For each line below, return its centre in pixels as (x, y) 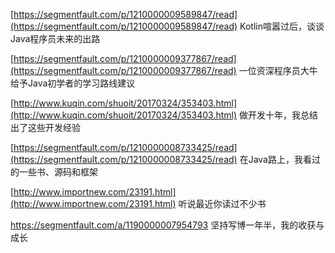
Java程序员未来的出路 (55, 38)
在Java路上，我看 (275, 159)
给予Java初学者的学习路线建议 (73, 83)
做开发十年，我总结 (278, 115)
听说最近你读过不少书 (222, 203)
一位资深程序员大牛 (278, 70)
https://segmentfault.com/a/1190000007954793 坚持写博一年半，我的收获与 (167, 225)
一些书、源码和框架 (58, 172)
